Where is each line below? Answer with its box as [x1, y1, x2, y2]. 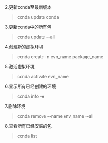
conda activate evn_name [17, 74, 69, 79]
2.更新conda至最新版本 [5, 4, 52, 10]
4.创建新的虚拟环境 [5, 44, 43, 50]
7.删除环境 [5, 103, 26, 109]
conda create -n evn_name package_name [17, 54, 104, 60]
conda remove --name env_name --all [17, 113, 94, 119]
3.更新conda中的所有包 [5, 24, 52, 30]
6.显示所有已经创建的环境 [5, 83, 56, 89]
